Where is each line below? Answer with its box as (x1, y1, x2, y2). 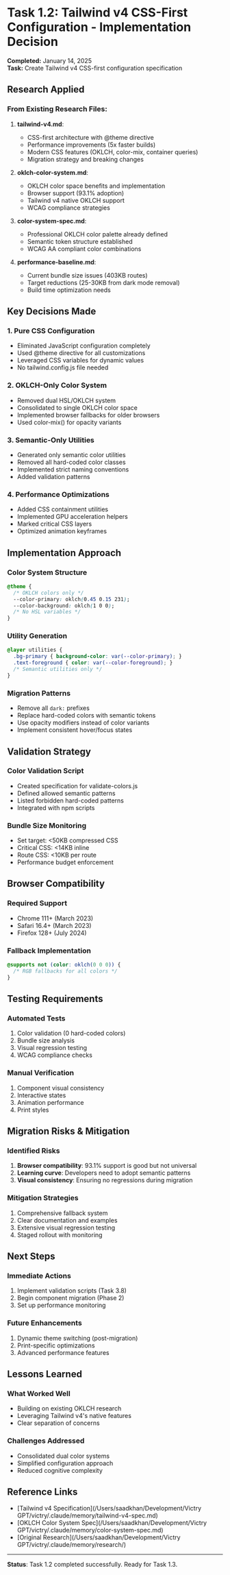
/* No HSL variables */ (13, 609, 81, 615)
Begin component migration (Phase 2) (16, 1294, 125, 1302)
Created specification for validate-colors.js (16, 781, 138, 790)
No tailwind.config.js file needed (16, 363, 109, 371)
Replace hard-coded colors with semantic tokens (16, 711, 156, 720)
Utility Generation (7, 631, 67, 641)
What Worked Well (7, 1389, 71, 1398)
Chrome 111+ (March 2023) (16, 914, 94, 923)
